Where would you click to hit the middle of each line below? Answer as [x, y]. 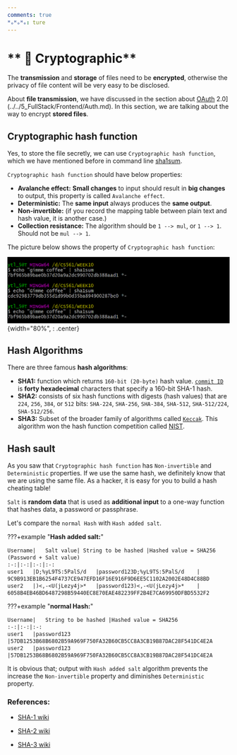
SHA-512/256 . [36, 411]
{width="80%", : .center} [43, 328]
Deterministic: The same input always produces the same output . [115, 203]
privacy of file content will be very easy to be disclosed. [89, 86]
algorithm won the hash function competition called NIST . [101, 426]
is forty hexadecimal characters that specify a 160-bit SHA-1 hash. [115, 388]
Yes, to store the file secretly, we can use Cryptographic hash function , [111, 154]
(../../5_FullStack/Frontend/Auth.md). [60, 107]
